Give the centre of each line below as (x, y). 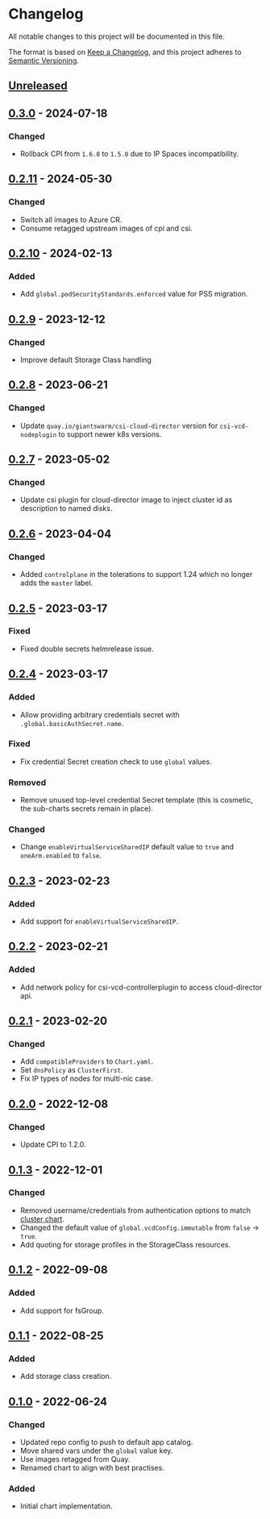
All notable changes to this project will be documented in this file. (117, 36)
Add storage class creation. (66, 1376)
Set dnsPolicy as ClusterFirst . (71, 1070)
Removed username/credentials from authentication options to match (135, 1210)
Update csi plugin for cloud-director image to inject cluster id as (126, 500)
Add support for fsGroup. (62, 1310)
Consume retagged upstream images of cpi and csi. (106, 228)
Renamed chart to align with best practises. (92, 1467)
